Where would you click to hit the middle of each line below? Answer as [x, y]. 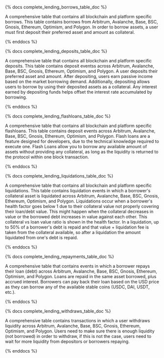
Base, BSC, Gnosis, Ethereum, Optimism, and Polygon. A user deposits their [82, 71]
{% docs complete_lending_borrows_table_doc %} [56, 7]
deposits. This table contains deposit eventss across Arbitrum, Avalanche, [80, 66]
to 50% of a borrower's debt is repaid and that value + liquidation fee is [77, 227]
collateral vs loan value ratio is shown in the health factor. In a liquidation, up [82, 222]
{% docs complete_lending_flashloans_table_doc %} [58, 116]
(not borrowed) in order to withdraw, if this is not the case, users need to [78, 336]
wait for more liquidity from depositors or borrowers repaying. [67, 341]
